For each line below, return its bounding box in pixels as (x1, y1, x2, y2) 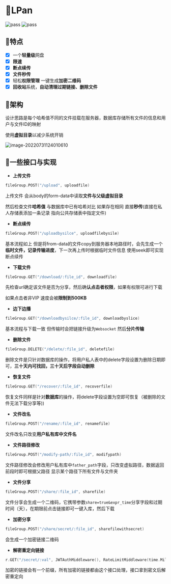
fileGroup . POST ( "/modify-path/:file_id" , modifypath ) (5, 452, 122, 457)
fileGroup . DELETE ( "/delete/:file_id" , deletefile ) (5, 347, 115, 352)
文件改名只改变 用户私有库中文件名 (5, 431, 77, 437)
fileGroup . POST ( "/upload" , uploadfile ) (5, 183, 90, 188)
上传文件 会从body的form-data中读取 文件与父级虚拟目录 (5, 192, 123, 199)
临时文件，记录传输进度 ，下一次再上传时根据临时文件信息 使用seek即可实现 (5, 247, 164, 253)
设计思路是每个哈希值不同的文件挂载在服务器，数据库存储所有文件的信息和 (5, 115, 161, 121)
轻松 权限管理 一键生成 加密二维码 (12, 77, 81, 84)
